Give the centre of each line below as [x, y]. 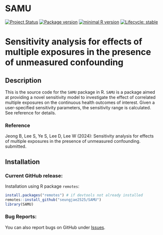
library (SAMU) [20, 204]
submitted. [16, 146]
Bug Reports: [21, 216]
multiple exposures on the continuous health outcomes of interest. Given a [80, 102]
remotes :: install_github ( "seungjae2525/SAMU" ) [53, 200]
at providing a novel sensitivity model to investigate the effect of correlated [81, 97]
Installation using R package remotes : [42, 186]
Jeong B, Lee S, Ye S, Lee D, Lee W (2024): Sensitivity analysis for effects [79, 136]
